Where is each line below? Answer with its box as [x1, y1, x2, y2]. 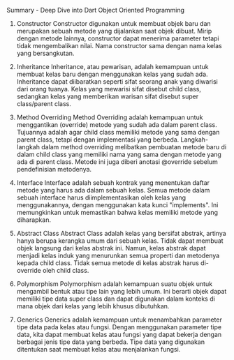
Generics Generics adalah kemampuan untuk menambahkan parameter [16, 315, 223, 324]
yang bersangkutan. [16, 49, 75, 57]
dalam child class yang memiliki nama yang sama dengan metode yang [16, 150, 221, 158]
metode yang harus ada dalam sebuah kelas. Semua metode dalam [16, 186, 210, 194]
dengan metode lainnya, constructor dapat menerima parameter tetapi [16, 34, 219, 43]
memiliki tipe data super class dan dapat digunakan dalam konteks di [16, 294, 216, 303]
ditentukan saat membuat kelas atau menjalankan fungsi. [16, 345, 181, 353]
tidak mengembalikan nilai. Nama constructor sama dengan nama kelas [16, 42, 222, 50]
